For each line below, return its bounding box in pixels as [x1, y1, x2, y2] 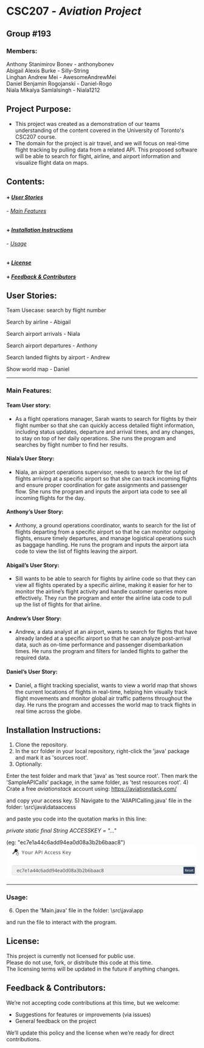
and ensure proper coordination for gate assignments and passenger [15, 481, 188, 488]
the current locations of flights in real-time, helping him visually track [15, 688, 188, 695]
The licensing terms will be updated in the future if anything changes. [6, 965, 180, 973]
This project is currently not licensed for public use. [6, 952, 135, 959]
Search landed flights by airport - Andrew [6, 354, 110, 361]
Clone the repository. [15, 741, 68, 749]
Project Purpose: [6, 104, 72, 114]
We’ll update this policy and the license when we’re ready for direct [6, 1029, 174, 1036]
